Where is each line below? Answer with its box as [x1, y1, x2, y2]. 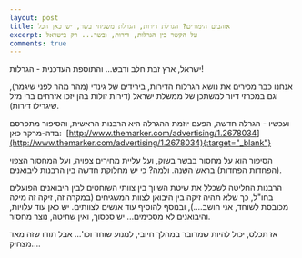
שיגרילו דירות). [9, 101, 59, 112]
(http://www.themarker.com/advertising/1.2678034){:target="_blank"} [9, 137, 272, 148]
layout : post [9, 13, 59, 23]
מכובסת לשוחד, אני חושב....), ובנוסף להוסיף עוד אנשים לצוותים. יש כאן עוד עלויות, [9, 202, 289, 213]
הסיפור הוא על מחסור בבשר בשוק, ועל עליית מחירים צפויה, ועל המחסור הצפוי [9, 155, 273, 166]
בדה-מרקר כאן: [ [9, 128, 70, 139]
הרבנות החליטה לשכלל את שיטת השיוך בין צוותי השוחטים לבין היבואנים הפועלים [9, 183, 283, 193]
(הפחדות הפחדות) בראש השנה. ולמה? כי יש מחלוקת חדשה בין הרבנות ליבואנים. [9, 164, 282, 175]
